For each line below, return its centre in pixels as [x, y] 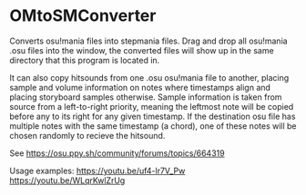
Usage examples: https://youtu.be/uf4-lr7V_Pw [97, 171]
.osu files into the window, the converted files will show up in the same [142, 50]
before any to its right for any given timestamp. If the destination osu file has [153, 116]
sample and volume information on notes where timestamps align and [140, 87]
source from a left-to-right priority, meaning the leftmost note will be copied [152, 106]
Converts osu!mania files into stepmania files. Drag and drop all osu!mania [149, 41]
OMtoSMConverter [83, 16]
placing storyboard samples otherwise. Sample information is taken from [146, 97]
